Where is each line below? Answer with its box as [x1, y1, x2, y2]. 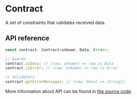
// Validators [5, 74, 35, 80]
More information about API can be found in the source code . [5, 88, 132, 94]
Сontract [5, 3, 43, 14]
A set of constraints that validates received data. [5, 19, 106, 25]
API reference [5, 34, 49, 42]
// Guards [5, 56, 26, 61]
